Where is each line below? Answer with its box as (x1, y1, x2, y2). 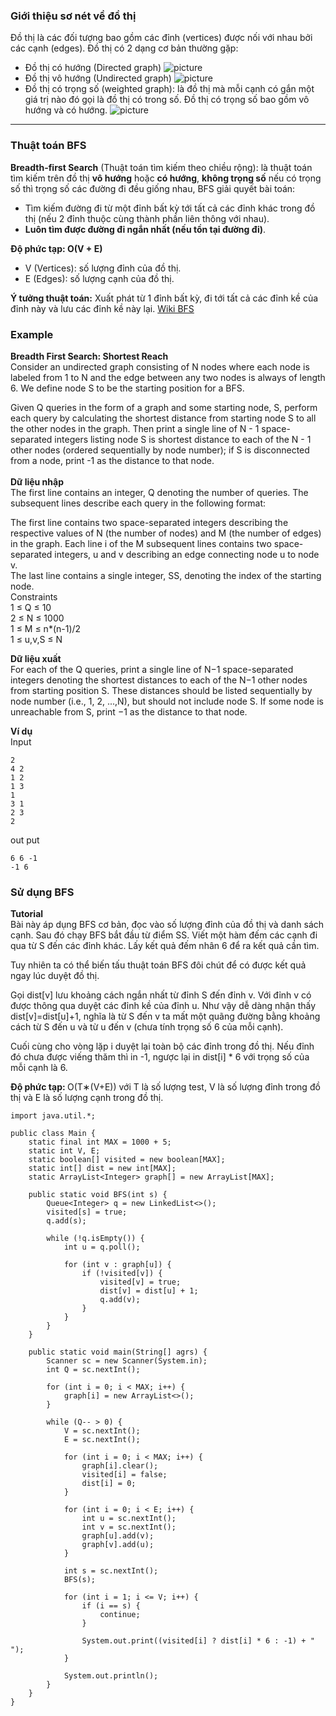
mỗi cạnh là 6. (10, 1062, 68, 1074)
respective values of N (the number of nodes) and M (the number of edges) (10, 527, 322, 539)
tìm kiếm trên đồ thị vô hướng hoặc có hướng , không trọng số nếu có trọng (10, 172, 322, 184)
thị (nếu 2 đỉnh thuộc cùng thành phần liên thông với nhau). (24, 212, 270, 224)
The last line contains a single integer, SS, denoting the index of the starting (10, 569, 322, 581)
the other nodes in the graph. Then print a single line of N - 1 (10, 422, 260, 434)
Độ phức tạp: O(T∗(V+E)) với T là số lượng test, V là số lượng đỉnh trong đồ (10, 1081, 321, 1093)
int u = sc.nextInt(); (81, 1514, 177, 1524)
